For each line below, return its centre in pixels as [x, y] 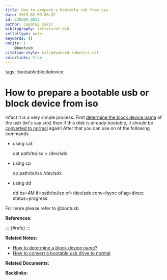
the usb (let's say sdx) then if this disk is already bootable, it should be [79, 123]
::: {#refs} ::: [18, 228]
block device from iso [52, 103]
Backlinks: [17, 273]
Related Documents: [27, 263]
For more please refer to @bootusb [42, 208]
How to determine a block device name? [55, 248]
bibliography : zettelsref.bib [37, 29]
